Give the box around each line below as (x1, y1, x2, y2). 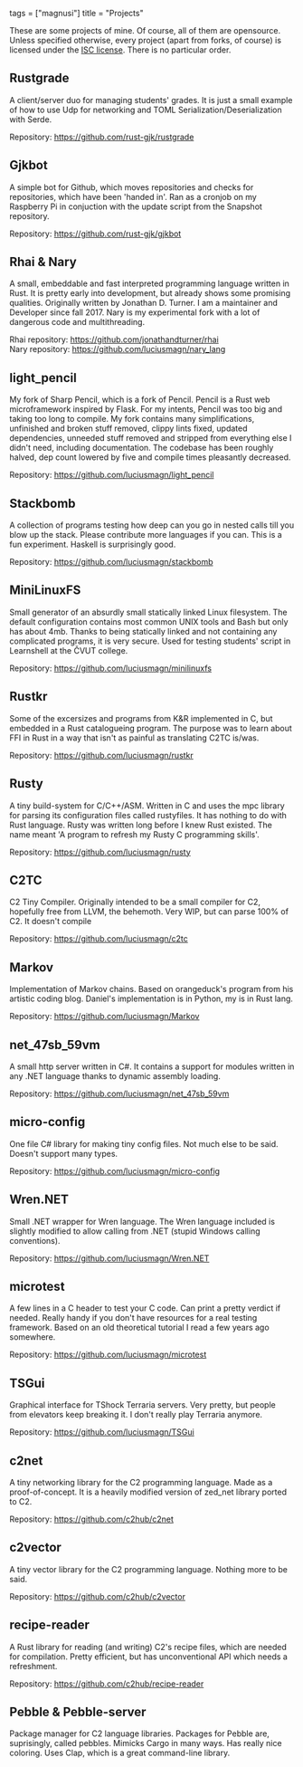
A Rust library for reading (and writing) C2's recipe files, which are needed (9, 1641, 288, 1652)
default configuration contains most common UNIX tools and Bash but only (9, 616, 289, 627)
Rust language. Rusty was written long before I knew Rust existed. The (9, 819, 273, 830)
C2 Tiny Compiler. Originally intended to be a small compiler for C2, (9, 896, 260, 908)
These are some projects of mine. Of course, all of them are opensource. (9, 25, 281, 35)
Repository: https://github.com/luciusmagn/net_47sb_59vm (9, 1088, 230, 1099)
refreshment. (9, 1660, 58, 1671)
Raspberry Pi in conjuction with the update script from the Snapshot (9, 201, 262, 212)
